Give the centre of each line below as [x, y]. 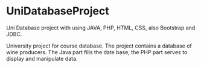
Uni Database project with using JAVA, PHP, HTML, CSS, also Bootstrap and [101, 28]
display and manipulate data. [42, 58]
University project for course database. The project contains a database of [99, 46]
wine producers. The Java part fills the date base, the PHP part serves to [97, 52]
